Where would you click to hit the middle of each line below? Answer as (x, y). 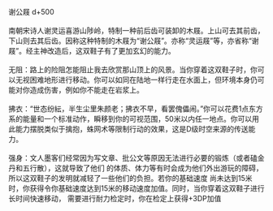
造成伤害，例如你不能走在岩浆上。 (87, 90)
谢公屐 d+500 (31, 12)
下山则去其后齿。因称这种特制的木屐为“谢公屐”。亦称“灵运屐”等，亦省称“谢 (134, 41)
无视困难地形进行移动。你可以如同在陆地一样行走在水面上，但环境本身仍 (136, 80)
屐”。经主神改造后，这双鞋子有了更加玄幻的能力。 (92, 51)
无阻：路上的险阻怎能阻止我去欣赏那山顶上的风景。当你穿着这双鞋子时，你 (133, 69)
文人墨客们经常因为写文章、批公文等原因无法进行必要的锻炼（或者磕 (143, 158)
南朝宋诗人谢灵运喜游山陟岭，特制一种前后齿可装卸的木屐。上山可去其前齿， (136, 30)
